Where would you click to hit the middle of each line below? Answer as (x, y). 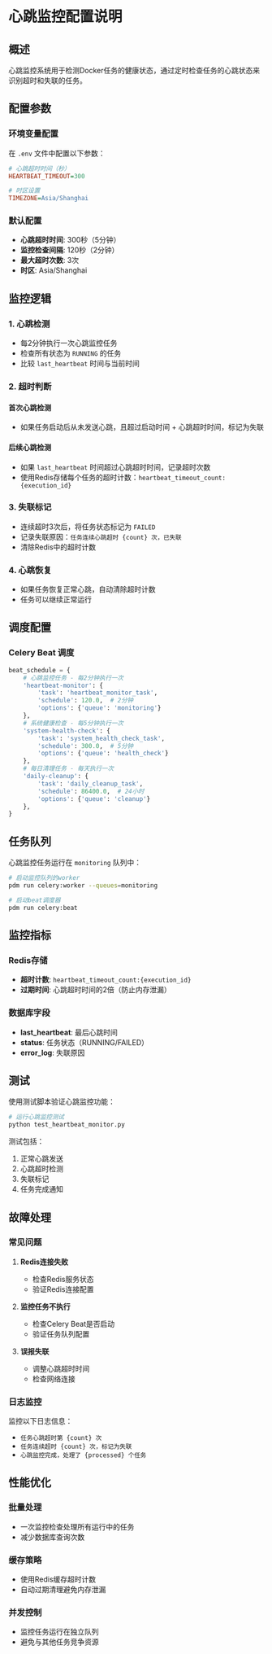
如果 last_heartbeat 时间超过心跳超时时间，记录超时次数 (115, 467)
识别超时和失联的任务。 (47, 81)
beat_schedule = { (39, 670)
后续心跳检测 (30, 447)
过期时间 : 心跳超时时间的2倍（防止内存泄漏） (96, 990)
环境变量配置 (34, 133)
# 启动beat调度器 (35, 900)
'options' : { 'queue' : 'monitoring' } (99, 708)
